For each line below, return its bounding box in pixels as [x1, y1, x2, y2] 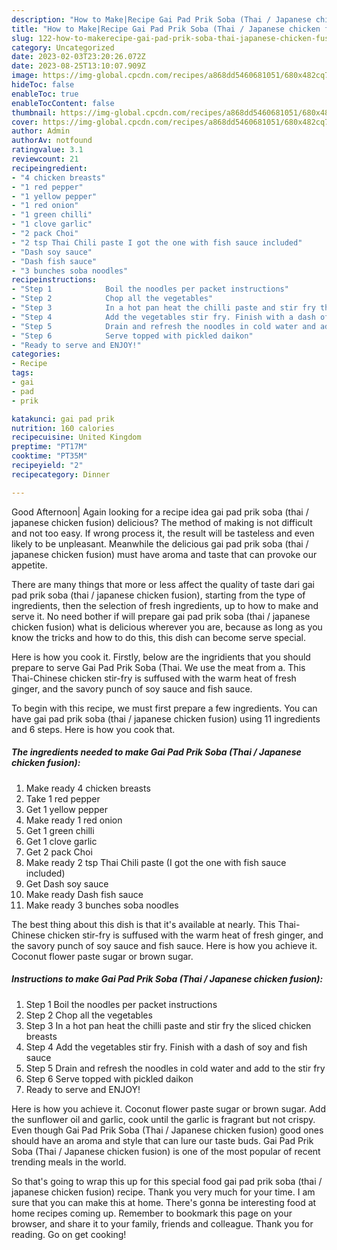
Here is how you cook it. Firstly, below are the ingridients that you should [11, 651, 311, 663]
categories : [11, 349, 61, 360]
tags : [11, 368, 34, 378]
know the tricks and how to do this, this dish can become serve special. [11, 631, 306, 643]
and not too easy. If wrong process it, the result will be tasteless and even [11, 527, 315, 539]
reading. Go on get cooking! [11, 1228, 127, 1240]
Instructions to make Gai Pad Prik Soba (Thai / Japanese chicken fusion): [11, 973, 324, 985]
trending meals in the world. [11, 1156, 127, 1168]
